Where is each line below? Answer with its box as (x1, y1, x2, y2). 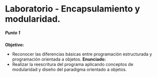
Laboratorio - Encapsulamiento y (5, 3, 140, 14)
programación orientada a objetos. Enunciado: (12, 56, 106, 62)
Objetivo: (5, 42, 24, 48)
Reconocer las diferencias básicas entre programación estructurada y (12, 51, 152, 57)
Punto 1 (5, 30, 20, 36)
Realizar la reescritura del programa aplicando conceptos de (12, 62, 134, 67)
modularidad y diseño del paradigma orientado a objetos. (12, 66, 127, 73)
